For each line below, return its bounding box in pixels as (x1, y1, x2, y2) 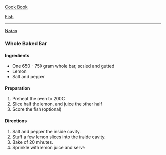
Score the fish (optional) (12, 106, 62, 112)
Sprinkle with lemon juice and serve (12, 144, 85, 150)
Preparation (5, 85, 30, 91)
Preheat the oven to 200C (12, 96, 65, 102)
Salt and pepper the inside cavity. (12, 128, 81, 134)
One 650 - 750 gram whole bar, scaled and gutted (12, 63, 115, 69)
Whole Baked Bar (5, 40, 47, 47)
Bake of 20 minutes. (12, 139, 53, 145)
